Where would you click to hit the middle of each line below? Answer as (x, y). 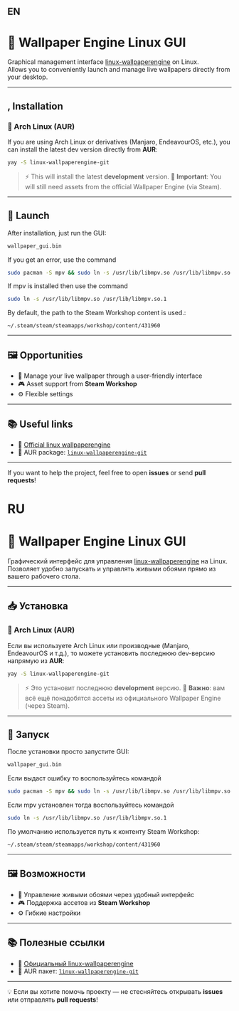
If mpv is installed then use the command (68, 286)
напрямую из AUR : (36, 660)
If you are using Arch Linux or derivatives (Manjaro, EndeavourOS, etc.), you (119, 142)
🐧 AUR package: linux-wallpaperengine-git (82, 452)
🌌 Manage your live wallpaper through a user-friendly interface (110, 376)
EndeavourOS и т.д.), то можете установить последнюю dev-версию (111, 653)
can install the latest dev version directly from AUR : (83, 149)
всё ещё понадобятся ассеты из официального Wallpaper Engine (123, 698)
